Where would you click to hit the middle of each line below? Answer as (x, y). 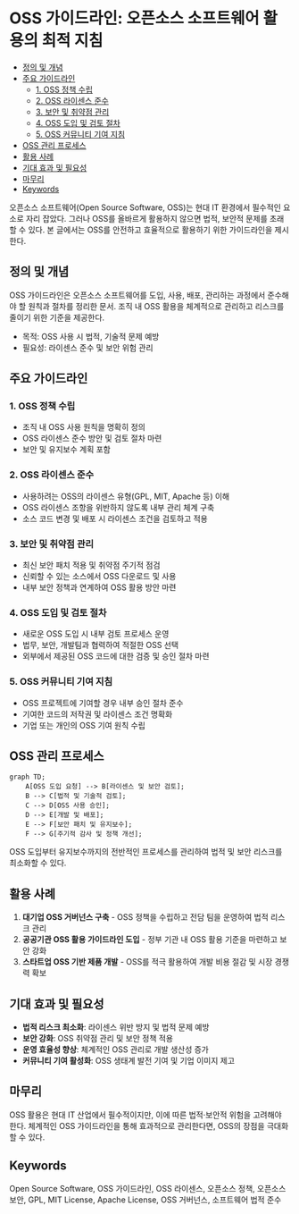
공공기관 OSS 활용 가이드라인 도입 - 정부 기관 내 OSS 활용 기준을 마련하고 (150, 940)
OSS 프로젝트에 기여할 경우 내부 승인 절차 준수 (103, 703)
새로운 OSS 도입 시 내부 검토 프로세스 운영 (96, 634)
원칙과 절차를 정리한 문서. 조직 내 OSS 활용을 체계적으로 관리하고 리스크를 (156, 306)
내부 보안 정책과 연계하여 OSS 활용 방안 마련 (99, 587)
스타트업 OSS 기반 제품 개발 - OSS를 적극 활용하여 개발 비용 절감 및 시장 (147, 962)
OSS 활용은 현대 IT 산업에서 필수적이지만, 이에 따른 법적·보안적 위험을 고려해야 (146, 1115)
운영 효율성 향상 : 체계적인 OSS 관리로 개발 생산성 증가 (116, 1050)
